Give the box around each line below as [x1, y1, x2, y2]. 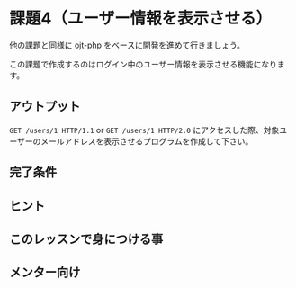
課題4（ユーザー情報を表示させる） [9, 8, 273, 29]
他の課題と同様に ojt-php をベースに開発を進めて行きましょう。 [9, 40, 246, 50]
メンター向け [9, 265, 81, 280]
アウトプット [9, 99, 81, 114]
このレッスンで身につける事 [9, 231, 164, 247]
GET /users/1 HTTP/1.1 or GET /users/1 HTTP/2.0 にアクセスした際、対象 [9, 124, 280, 135]
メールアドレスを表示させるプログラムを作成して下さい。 [40, 136, 254, 147]
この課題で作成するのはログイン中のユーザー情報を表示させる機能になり [9, 58, 277, 69]
